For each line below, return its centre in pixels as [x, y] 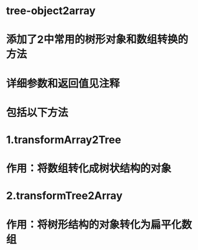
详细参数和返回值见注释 [63, 83]
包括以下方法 [37, 112]
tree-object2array [51, 11]
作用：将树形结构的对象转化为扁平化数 [99, 224]
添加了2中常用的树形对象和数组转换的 [97, 40]
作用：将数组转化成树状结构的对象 [89, 169]
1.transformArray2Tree [64, 140]
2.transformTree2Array [64, 196]
